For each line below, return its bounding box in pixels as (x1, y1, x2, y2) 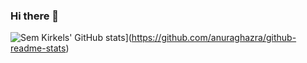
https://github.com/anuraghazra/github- (131, 32, 297, 44)
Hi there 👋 (10, 9, 60, 23)
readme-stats (10, 42, 67, 54)
